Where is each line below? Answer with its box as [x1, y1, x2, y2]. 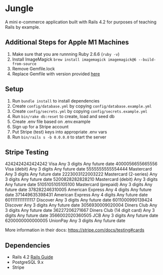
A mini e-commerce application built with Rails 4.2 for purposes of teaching [5, 19, 157, 25]
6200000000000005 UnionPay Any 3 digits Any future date [5, 218, 126, 223]
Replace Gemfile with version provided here [12, 71, 100, 77]
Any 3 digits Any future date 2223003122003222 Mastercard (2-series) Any [5, 171, 158, 177]
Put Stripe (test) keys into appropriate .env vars [12, 129, 107, 135]
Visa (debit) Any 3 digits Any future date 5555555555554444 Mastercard [5, 166, 152, 172]
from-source [12, 61, 36, 66]
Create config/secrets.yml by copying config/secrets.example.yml [12, 108, 147, 114]
